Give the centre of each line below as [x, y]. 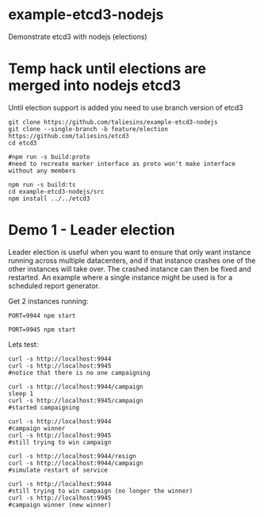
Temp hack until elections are [107, 69]
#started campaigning [44, 407]
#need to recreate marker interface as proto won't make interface [122, 164]
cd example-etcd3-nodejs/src [56, 191]
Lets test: [23, 344]
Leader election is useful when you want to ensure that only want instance [130, 252]
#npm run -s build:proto [49, 156]
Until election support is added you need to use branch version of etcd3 [126, 107]
